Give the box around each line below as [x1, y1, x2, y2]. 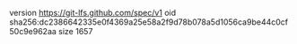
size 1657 [57, 26, 93, 36]
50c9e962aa [9, 26, 57, 36]
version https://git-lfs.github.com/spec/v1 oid [9, 8, 177, 18]
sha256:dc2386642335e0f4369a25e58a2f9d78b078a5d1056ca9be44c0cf [9, 17, 289, 27]
